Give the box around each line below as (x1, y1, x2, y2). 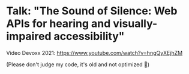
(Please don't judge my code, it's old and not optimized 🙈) (6, 61, 150, 68)
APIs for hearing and (6, 17, 111, 30)
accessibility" (53, 30, 125, 43)
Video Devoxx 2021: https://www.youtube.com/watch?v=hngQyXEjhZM (6, 49, 183, 56)
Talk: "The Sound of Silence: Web (6, 4, 178, 18)
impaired (6, 30, 52, 43)
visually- (113, 17, 158, 30)
